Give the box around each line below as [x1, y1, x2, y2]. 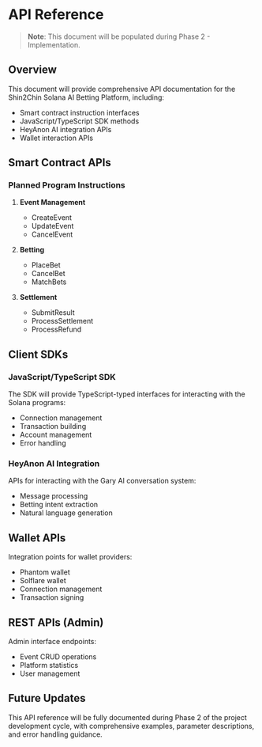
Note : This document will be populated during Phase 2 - [27, 32, 211, 41]
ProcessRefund [31, 324, 82, 334]
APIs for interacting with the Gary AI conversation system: [8, 476, 196, 486]
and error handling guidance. [8, 730, 103, 739]
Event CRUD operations [19, 652, 97, 662]
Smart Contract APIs [8, 156, 112, 169]
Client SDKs [8, 347, 69, 361]
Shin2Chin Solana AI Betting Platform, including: [8, 93, 164, 102]
